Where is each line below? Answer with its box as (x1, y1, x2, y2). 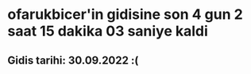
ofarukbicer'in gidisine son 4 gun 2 (7, 6, 243, 24)
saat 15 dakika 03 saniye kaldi (7, 22, 208, 40)
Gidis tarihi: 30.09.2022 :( (7, 54, 139, 67)
